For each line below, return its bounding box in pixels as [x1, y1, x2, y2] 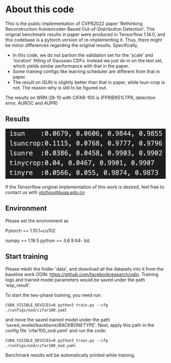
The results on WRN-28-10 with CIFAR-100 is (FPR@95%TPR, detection [5, 94, 156, 101]
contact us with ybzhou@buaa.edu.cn [5, 189, 85, 195]
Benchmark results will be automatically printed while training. [5, 352, 136, 358]
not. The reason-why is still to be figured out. [12, 84, 108, 90]
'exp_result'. [5, 282, 31, 288]
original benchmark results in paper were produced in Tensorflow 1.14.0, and [5, 31, 165, 37]
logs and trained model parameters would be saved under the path [5, 277, 146, 283]
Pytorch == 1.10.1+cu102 [5, 227, 56, 233]
